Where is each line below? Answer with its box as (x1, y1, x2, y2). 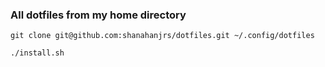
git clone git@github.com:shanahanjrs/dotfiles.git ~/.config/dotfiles (10, 31, 315, 41)
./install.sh (10, 48, 65, 58)
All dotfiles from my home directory (10, 8, 187, 22)
